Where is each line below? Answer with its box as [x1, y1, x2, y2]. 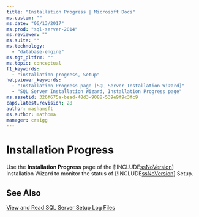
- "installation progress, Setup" [12, 72, 100, 78]
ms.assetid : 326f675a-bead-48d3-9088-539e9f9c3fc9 [6, 94, 138, 100]
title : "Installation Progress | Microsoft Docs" [6, 9, 136, 15]
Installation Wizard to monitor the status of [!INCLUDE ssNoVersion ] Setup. [6, 170, 194, 177]
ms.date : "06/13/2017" [6, 20, 64, 26]
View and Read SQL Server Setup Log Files [6, 204, 115, 211]
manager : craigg [6, 117, 48, 123]
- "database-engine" [12, 49, 64, 55]
